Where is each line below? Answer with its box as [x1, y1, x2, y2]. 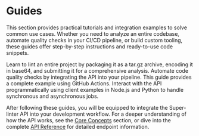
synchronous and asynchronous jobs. [6, 92, 99, 100]
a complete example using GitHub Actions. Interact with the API [6, 79, 162, 87]
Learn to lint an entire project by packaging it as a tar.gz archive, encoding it [6, 61, 193, 68]
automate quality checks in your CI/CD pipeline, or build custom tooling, [6, 36, 183, 44]
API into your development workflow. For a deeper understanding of [20, 110, 186, 118]
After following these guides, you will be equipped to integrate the [6, 104, 168, 111]
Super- [169, 104, 186, 111]
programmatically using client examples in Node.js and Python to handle [6, 86, 184, 93]
